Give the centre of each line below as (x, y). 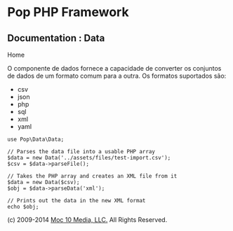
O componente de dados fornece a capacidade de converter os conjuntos (114, 68)
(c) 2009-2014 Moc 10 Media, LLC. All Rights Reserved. (87, 220)
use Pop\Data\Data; (36, 139)
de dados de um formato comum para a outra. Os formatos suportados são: (117, 76)
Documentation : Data (56, 38)
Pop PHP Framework (68, 12)
